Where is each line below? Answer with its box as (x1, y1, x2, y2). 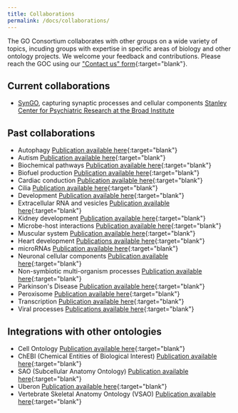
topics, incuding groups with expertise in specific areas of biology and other (7, 44, 232, 53)
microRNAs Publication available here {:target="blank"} (17, 244, 179, 253)
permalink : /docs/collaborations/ (7, 17, 110, 24)
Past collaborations (7, 127, 95, 139)
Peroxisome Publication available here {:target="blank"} (17, 290, 180, 298)
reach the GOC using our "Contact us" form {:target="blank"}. (7, 59, 187, 68)
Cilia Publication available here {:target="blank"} (17, 184, 158, 192)
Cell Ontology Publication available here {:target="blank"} (17, 344, 185, 352)
